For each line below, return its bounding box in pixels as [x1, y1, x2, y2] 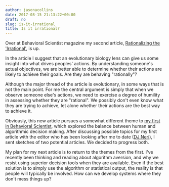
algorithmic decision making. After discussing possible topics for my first [5, 128, 157, 134]
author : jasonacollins [5, 7, 53, 13]
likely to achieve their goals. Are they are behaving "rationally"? [5, 71, 138, 77]
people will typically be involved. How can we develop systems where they [5, 170, 161, 177]
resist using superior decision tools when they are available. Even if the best [5, 160, 164, 166]
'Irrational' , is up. [5, 45, 40, 52]
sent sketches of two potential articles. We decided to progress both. [5, 139, 149, 146]
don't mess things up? [5, 176, 52, 182]
